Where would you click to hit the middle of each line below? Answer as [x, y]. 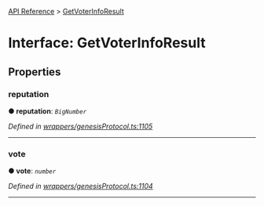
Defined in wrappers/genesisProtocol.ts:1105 [81, 126]
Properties [35, 72]
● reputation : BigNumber [48, 111]
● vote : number [32, 171]
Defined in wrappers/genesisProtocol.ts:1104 [81, 186]
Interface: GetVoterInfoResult [107, 43]
